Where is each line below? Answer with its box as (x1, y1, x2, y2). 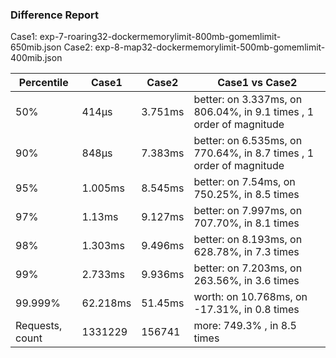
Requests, (15, 319, 63, 333)
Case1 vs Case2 (217, 76, 298, 90)
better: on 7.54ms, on (193, 175, 296, 189)
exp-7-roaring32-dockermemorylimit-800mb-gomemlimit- (39, 31, 282, 43)
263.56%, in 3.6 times (193, 274, 300, 288)
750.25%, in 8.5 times (193, 188, 300, 202)
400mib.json (10, 52, 63, 64)
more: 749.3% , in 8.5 (193, 319, 297, 333)
